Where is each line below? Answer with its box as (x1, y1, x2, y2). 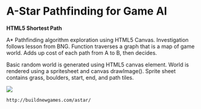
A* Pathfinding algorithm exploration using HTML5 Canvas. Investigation (6, 36, 189, 43)
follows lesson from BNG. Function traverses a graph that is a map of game (6, 43, 195, 50)
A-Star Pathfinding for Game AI (6, 4, 167, 18)
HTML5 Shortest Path (6, 24, 62, 32)
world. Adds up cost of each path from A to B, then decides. (6, 49, 157, 56)
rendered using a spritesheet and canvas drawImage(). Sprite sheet (6, 67, 176, 74)
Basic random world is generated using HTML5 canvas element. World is (6, 61, 189, 68)
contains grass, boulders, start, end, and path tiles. (6, 74, 134, 81)
